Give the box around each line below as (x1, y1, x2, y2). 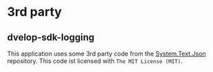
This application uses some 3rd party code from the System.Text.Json (7, 49, 206, 58)
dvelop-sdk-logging (7, 32, 95, 43)
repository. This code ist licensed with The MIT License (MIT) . (7, 57, 183, 65)
